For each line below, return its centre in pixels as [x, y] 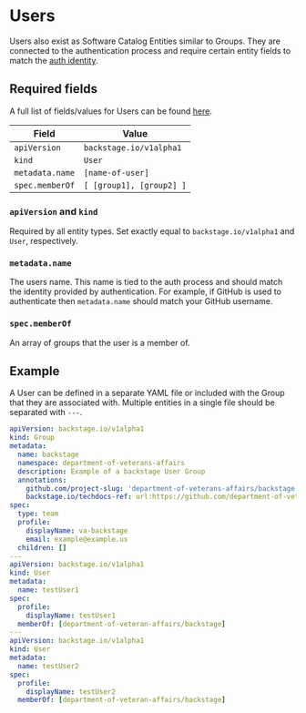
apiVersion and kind [54, 211]
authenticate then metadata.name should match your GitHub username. [141, 301]
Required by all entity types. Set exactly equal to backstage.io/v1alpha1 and [152, 231]
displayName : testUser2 [71, 692]
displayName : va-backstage [77, 530]
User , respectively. [44, 241]
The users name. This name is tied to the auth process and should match [146, 282]
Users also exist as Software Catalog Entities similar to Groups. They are [145, 41]
